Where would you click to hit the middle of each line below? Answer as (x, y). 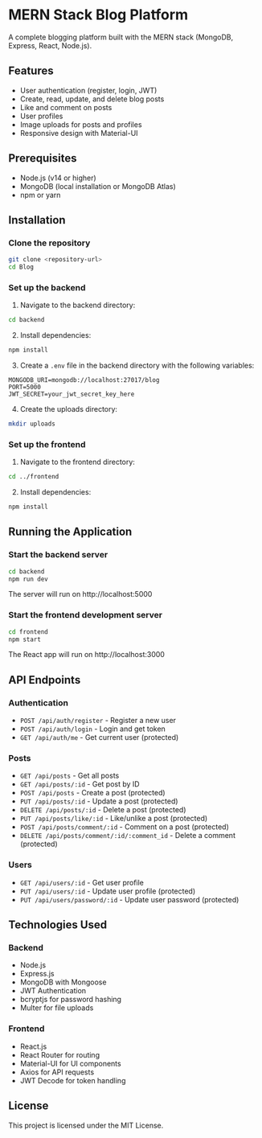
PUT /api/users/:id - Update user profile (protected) (108, 891)
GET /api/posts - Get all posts (70, 776)
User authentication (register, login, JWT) (88, 90)
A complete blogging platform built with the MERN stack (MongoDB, (121, 37)
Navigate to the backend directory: (78, 305)
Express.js (37, 974)
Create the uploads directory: (69, 409)
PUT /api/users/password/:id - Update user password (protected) (129, 899)
